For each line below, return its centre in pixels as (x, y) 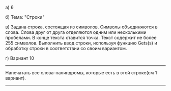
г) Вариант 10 (20, 58)
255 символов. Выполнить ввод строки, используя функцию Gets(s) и (81, 43)
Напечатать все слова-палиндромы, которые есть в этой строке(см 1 (81, 73)
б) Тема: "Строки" (25, 17)
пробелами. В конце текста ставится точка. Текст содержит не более (81, 38)
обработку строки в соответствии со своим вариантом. (66, 48)
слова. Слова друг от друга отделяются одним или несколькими (76, 32)
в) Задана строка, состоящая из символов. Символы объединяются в (81, 27)
